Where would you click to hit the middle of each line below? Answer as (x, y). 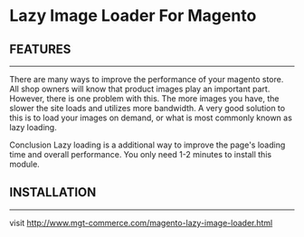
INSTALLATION (53, 192)
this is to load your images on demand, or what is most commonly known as (151, 118)
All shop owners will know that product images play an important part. (140, 89)
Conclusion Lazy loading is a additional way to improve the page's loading (147, 145)
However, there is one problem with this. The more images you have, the (144, 99)
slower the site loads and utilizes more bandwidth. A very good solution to (147, 108)
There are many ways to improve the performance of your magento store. (147, 79)
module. (25, 164)
